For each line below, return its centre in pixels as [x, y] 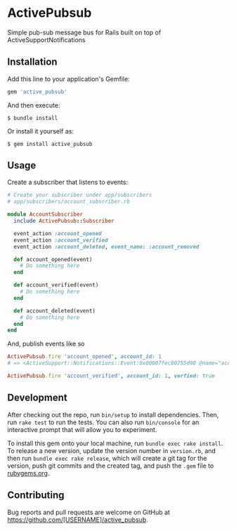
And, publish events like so [46, 344]
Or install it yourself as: [40, 131]
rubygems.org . [28, 473]
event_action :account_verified [61, 240]
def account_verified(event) [56, 285]
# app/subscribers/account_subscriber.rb [69, 202]
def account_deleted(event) [55, 310]
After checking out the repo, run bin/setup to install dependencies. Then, [113, 414]
